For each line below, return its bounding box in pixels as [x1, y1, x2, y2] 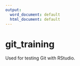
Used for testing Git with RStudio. [5, 55, 75, 61]
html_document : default [10, 17, 60, 22]
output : [5, 7, 22, 13]
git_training [5, 38, 55, 50]
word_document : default [10, 12, 60, 17]
